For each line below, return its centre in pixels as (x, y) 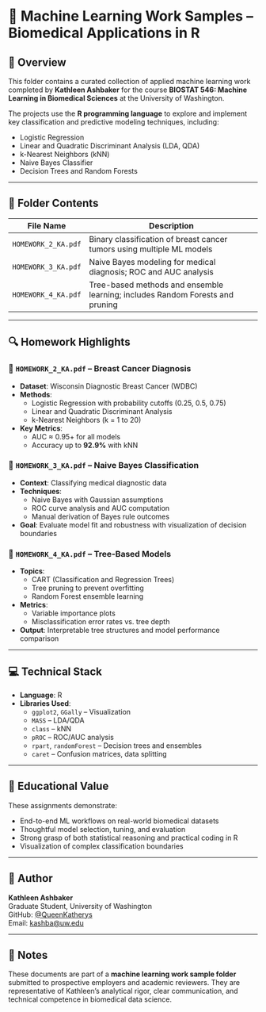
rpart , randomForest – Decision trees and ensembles (116, 746)
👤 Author (30, 878)
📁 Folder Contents (53, 203)
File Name (47, 225)
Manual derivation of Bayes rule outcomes (101, 516)
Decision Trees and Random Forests (79, 171)
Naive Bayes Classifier (56, 163)
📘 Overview (37, 62)
